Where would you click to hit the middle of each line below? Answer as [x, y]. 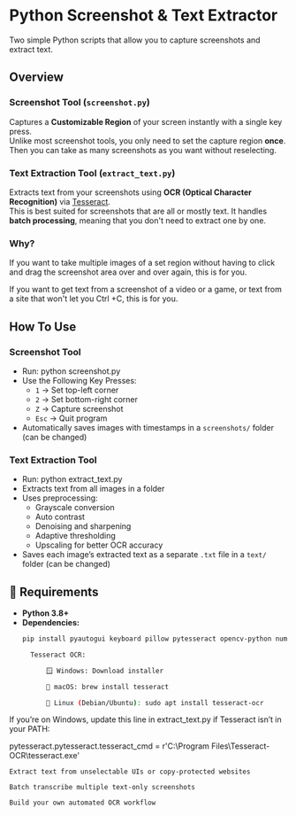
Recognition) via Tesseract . [60, 201]
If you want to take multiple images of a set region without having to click [142, 263]
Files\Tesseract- [241, 746]
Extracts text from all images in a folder [93, 489]
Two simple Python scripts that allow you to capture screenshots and [135, 40]
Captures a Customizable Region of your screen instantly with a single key [146, 121]
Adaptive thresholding [76, 536]
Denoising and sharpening [83, 526]
